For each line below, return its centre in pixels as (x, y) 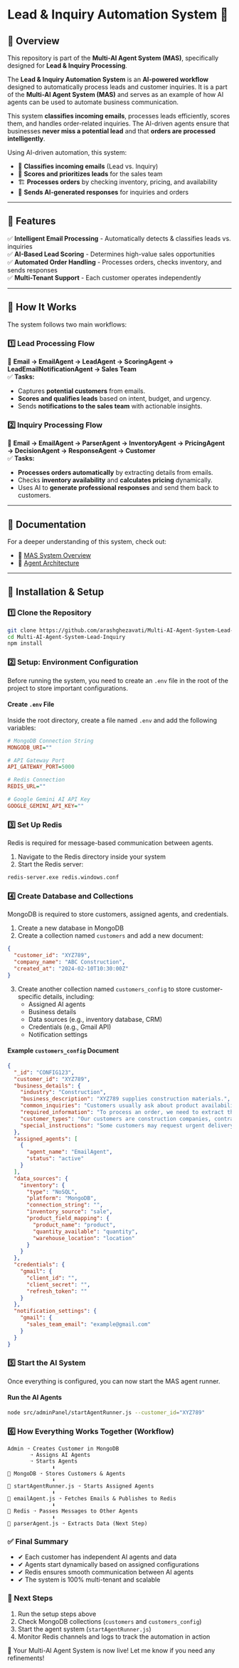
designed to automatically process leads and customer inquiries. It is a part (117, 87)
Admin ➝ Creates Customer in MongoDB (63, 1449)
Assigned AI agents (57, 1004)
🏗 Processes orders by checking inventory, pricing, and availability (118, 182)
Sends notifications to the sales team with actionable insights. (110, 406)
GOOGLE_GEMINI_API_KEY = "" (46, 806)
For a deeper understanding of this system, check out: (87, 542)
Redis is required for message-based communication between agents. (110, 843)
